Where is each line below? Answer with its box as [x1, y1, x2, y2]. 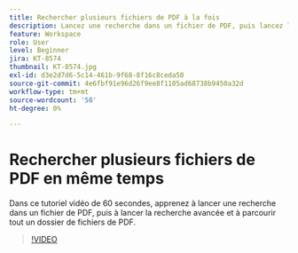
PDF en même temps [9, 169, 164, 189]
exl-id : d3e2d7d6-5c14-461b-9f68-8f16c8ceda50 [9, 71, 184, 80]
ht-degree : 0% [9, 104, 62, 113]
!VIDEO [30, 234, 58, 245]
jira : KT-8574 [9, 54, 62, 63]
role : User [9, 37, 50, 47]
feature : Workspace [9, 29, 82, 38]
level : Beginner [9, 46, 69, 55]
